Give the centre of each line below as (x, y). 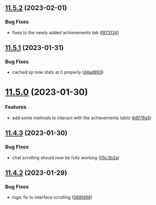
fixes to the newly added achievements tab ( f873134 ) (66, 32)
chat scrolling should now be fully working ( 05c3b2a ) (66, 157)
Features (16, 107)
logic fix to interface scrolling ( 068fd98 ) (52, 197)
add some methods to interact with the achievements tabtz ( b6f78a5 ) (82, 118)
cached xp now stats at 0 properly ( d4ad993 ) (58, 72)
